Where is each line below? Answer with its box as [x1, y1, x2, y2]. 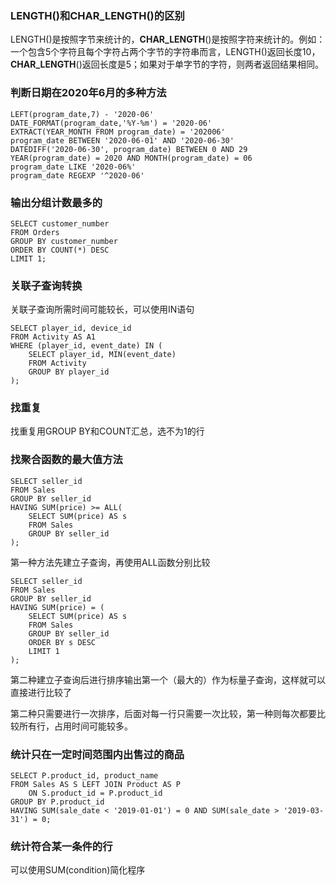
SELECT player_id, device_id [10, 323, 132, 334]
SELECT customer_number [10, 218, 110, 229]
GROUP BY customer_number [10, 236, 118, 246]
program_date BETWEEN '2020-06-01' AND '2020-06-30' [10, 135, 235, 146]
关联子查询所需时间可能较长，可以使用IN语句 [10, 303, 195, 316]
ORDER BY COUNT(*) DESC [10, 245, 110, 255]
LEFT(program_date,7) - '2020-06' [10, 109, 155, 119]
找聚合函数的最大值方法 [10, 453, 123, 467]
